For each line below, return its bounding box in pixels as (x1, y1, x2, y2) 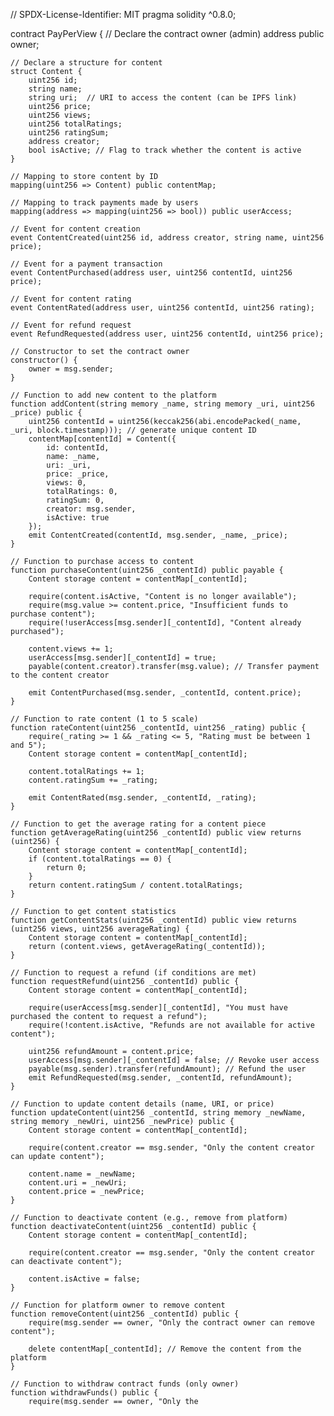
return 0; (46, 863, 87, 873)
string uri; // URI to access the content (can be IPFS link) (28, 93, 298, 103)
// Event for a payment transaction (10, 259, 163, 269)
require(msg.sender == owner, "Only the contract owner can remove (28, 1318, 315, 1328)
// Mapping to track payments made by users (10, 198, 199, 208)
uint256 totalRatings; (28, 119, 123, 129)
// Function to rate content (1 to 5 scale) (10, 714, 199, 724)
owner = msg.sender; (28, 364, 114, 374)
